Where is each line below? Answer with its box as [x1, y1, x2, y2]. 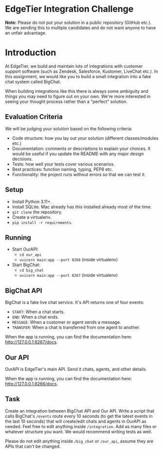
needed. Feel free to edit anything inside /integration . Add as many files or [5, 423, 157, 429]
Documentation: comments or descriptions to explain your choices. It [12, 145, 151, 151]
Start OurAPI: [12, 247, 39, 252]
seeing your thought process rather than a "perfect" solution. [5, 99, 128, 104]
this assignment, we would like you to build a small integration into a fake [5, 73, 151, 79]
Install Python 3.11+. [12, 199, 52, 205]
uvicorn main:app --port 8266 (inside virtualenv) [19, 257, 118, 263]
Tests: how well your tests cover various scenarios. [12, 161, 115, 167]
